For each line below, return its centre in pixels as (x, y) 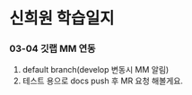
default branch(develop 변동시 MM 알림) (96, 70)
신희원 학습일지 (62, 18)
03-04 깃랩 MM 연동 (52, 48)
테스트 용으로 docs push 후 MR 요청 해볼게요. (103, 81)
